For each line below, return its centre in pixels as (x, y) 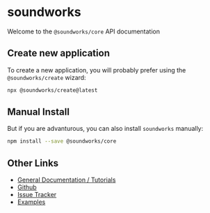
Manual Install (38, 112)
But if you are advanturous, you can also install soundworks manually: (105, 129)
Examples (31, 202)
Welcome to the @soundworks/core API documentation (84, 31)
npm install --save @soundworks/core (62, 141)
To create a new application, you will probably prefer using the (97, 70)
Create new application (58, 53)
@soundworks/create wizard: (47, 77)
